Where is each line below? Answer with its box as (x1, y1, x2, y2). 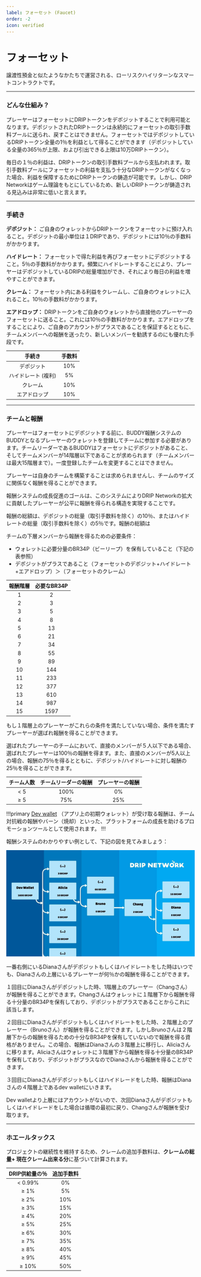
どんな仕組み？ (6, 101, 50, 110)
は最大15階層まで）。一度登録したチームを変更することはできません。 (6, 459, 176, 466)
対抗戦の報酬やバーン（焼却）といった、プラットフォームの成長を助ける (6, 818, 184, 825)
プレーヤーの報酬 (98, 779, 140, 786)
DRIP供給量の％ (8, 1170, 48, 1177)
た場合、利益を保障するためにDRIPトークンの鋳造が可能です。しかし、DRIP (6, 174, 193, 181)
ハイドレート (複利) (8, 372, 57, 379)
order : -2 (6, 16, 31, 22)
